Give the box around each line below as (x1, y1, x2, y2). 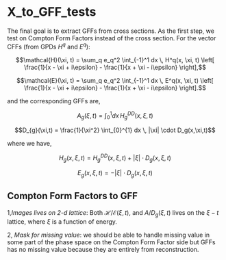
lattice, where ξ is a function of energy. (7, 217, 118, 226)
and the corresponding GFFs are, (7, 96, 101, 105)
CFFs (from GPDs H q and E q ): (7, 41, 90, 51)
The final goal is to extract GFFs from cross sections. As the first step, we (7, 27, 214, 35)
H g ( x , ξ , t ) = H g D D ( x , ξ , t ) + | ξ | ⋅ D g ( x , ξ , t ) (59, 153, 171, 164)
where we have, (7, 140, 53, 148)
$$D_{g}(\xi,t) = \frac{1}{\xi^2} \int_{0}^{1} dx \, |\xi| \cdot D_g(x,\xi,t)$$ (14, 126, 216, 134)
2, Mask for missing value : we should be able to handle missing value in (7, 231, 210, 239)
